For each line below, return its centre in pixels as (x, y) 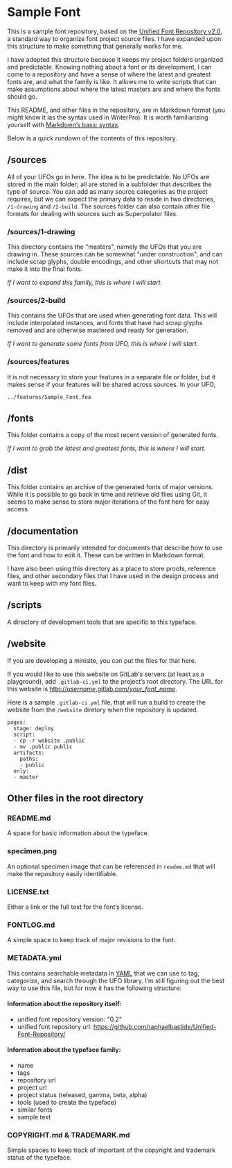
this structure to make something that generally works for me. (95, 46)
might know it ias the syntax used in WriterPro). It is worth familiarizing (108, 117)
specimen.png (32, 851)
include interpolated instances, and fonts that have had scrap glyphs (105, 323)
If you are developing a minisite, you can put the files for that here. (102, 660)
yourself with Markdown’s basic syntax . (63, 124)
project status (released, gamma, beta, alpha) (82, 1094)
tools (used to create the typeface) (67, 1102)
